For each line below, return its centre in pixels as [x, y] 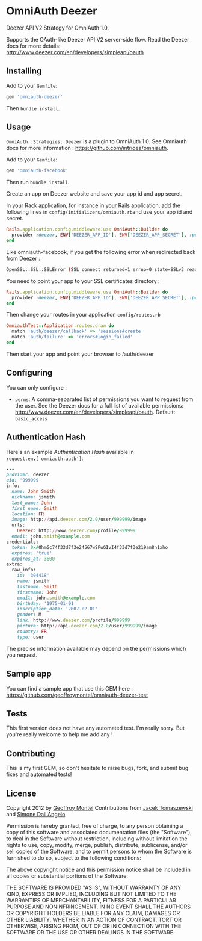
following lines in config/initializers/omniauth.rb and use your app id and [99, 212]
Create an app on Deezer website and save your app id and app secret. [94, 194]
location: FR [28, 514]
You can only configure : [37, 387]
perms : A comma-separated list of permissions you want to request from [104, 399]
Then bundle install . [33, 108]
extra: [14, 564]
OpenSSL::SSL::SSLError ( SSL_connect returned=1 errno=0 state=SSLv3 [95, 269]
